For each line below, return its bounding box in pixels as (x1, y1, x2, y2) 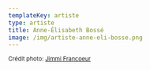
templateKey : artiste (8, 11, 80, 20)
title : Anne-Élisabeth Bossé (8, 26, 104, 34)
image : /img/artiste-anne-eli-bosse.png (8, 33, 144, 42)
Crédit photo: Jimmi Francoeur (8, 55, 91, 63)
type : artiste (8, 19, 55, 27)
